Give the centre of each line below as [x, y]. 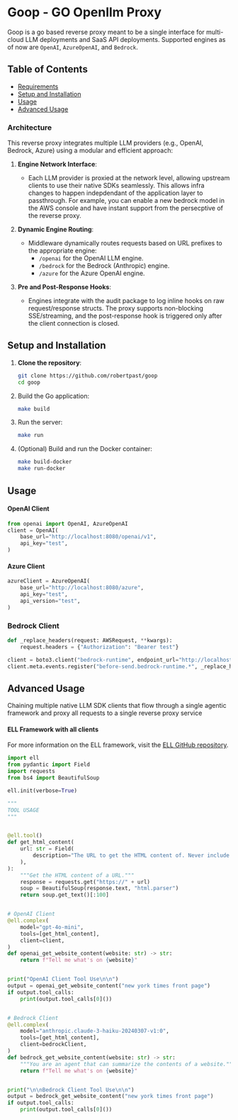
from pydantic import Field [49, 765]
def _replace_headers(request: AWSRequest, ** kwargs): [90, 640]
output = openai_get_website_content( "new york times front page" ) [109, 986]
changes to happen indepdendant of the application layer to [115, 193]
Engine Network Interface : [57, 165]
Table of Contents [48, 69]
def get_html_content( [41, 842]
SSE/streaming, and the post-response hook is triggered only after [125, 316]
